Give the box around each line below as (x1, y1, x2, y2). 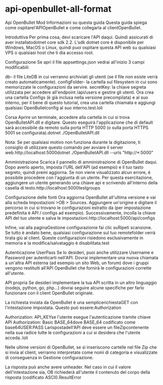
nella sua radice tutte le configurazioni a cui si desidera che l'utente (5, 329, 141, 335)
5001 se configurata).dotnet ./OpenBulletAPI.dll (5, 130, 100, 135)
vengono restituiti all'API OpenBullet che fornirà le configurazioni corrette (5, 265, 152, 271)
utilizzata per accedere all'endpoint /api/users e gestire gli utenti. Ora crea (5, 89, 154, 95)
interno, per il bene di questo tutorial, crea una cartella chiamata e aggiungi (5, 99, 156, 105)
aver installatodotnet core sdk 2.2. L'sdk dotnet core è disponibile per (5, 39, 145, 45)
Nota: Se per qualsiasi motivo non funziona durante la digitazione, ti (5, 139, 141, 145)
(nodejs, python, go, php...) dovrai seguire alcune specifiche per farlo (5, 285, 145, 290)
